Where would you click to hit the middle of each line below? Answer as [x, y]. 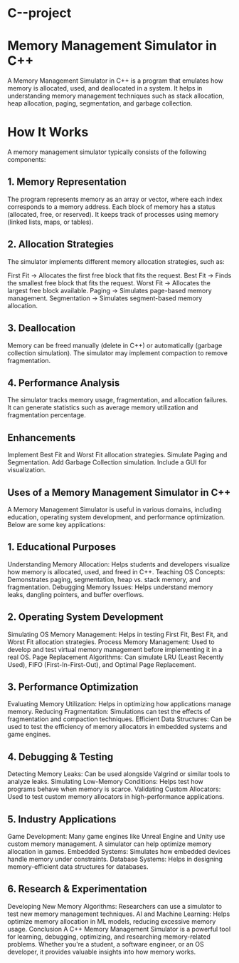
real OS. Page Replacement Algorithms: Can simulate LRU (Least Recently [116, 657]
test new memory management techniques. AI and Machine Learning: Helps [119, 914]
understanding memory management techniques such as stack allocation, [116, 96]
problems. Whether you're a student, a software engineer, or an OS [106, 944]
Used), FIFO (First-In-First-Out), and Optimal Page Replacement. [102, 664]
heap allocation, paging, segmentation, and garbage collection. [100, 103]
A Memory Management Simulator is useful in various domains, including [115, 509]
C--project [39, 13]
